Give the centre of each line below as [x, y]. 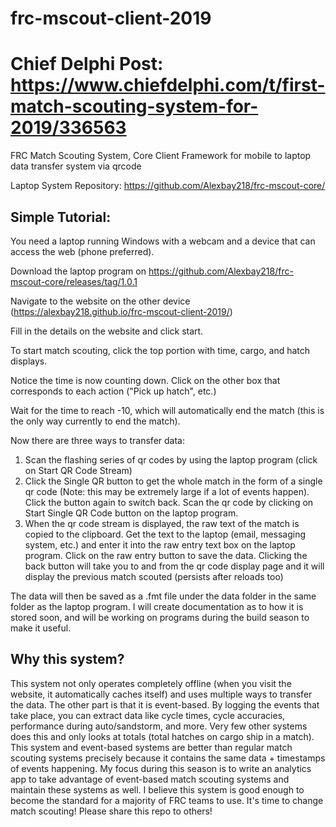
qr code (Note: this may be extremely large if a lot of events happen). [167, 491]
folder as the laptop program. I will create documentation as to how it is [157, 606]
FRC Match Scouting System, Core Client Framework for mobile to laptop [161, 156]
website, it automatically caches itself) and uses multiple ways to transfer [161, 694]
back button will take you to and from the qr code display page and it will [174, 566]
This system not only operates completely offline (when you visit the [151, 683]
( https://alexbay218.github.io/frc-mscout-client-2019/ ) [121, 311]
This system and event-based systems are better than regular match [151, 747]
